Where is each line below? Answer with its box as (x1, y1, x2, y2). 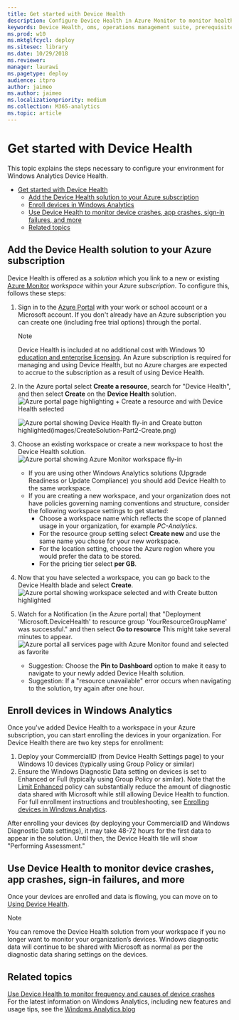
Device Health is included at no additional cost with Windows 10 (17, 345, 206, 354)
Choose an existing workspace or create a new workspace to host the (17, 439, 223, 448)
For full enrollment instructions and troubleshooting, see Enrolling (17, 798, 210, 806)
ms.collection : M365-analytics (7, 103, 100, 110)
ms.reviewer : (7, 57, 46, 64)
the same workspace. (28, 483, 92, 492)
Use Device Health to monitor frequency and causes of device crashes (7, 989, 216, 998)
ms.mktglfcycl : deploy (7, 37, 75, 44)
